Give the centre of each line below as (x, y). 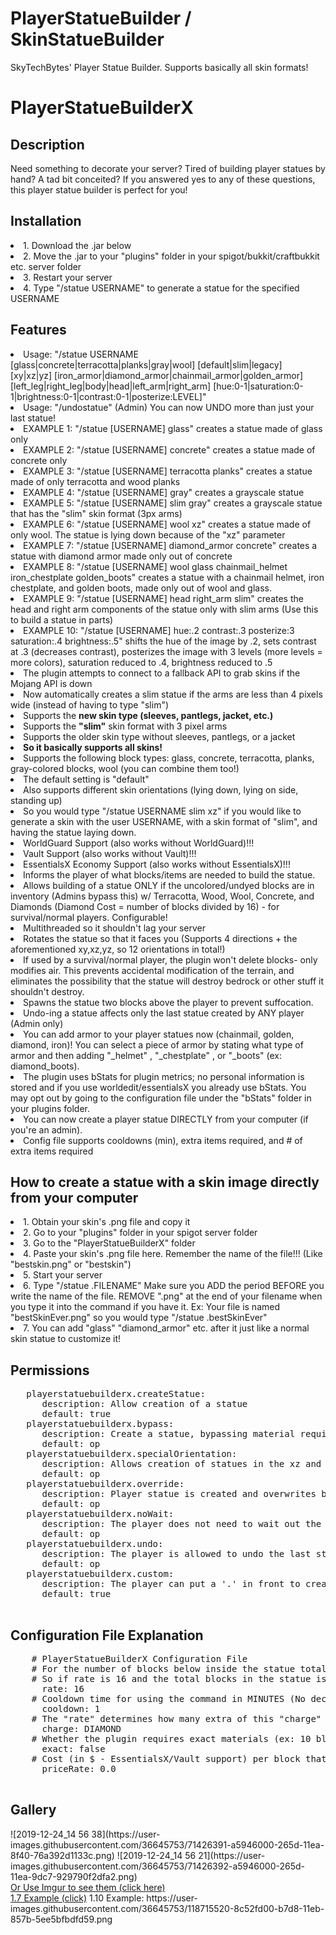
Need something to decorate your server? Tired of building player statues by (168, 168)
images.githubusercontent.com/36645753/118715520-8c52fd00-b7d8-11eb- (167, 1908)
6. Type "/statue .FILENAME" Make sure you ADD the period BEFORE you (174, 1286)
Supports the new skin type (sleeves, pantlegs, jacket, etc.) (148, 715)
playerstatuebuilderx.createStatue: (116, 1394)
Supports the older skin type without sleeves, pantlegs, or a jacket (159, 736)
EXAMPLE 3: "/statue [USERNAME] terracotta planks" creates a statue (168, 471)
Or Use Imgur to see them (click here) (88, 1887)
